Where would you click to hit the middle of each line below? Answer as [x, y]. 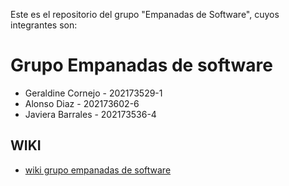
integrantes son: [44, 25]
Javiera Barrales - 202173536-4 [90, 114]
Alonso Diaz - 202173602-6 [82, 103]
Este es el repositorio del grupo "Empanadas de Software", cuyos [145, 14]
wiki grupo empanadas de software [98, 170]
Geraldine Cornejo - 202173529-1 [93, 93]
